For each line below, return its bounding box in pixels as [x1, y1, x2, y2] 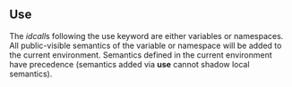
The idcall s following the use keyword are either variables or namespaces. [9, 30, 284, 41]
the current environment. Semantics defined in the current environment [9, 49, 273, 60]
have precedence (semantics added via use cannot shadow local [9, 59, 250, 69]
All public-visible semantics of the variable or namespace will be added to [9, 40, 282, 51]
